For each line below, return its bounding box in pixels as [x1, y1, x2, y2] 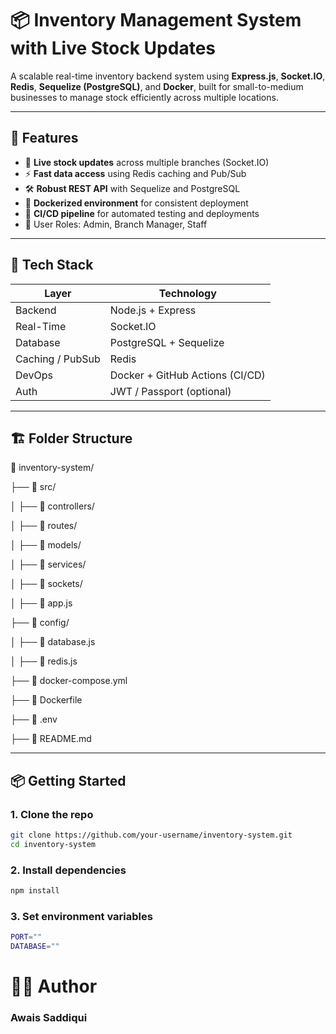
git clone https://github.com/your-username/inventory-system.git [10, 830, 293, 841]
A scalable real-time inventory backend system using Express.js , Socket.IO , [10, 70, 326, 82]
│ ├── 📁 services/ [10, 558, 87, 571]
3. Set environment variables [10, 909, 153, 923]
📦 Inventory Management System [10, 9, 302, 32]
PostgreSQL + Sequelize [109, 335, 225, 349]
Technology [158, 286, 217, 300]
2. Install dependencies [10, 863, 127, 877]
